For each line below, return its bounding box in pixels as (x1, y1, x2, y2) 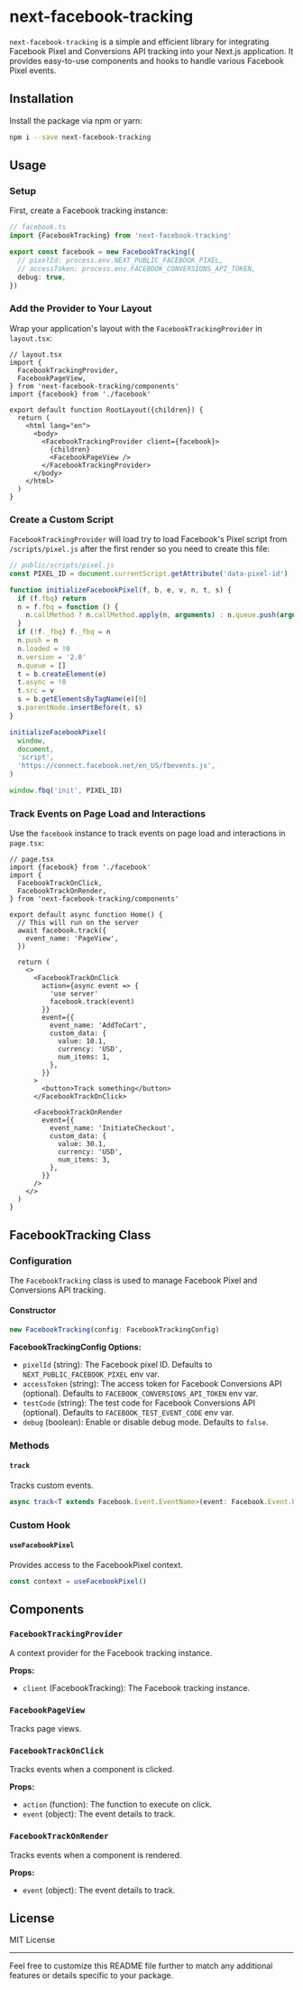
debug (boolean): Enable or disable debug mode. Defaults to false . (22, 1416, 269, 1427)
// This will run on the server (17, 919, 140, 928)
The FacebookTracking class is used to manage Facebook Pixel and (9, 1275, 258, 1285)
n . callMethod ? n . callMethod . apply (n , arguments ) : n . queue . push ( (25, 611, 280, 620)
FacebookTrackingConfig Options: (9, 1341, 142, 1352)
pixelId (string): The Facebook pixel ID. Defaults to (22, 1359, 213, 1369)
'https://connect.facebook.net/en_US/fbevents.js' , (17, 761, 216, 771)
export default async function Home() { (9, 911, 164, 920)
